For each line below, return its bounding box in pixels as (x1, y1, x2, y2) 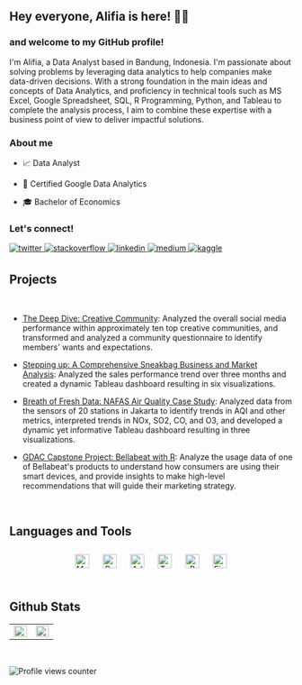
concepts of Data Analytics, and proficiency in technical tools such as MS (9, 85, 282, 96)
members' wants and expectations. (22, 342, 153, 352)
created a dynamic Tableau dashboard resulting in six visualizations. (22, 379, 276, 389)
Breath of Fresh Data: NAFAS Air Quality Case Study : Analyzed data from (22, 396, 292, 406)
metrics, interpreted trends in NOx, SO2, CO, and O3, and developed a (22, 416, 283, 426)
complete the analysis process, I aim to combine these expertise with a (9, 105, 272, 115)
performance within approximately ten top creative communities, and (22, 323, 279, 333)
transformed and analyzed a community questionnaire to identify (22, 333, 263, 343)
